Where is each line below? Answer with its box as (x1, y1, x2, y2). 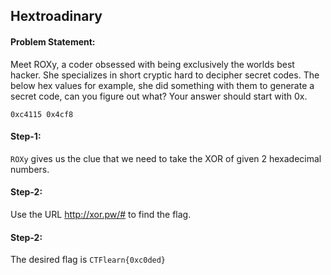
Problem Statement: (10, 35, 96, 48)
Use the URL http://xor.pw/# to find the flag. (10, 209, 192, 220)
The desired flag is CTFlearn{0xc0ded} (10, 254, 167, 266)
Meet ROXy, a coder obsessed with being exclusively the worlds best (10, 58, 295, 70)
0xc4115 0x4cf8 (10, 109, 74, 119)
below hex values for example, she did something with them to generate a (10, 79, 315, 91)
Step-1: (10, 130, 42, 143)
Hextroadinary (10, 8, 103, 25)
